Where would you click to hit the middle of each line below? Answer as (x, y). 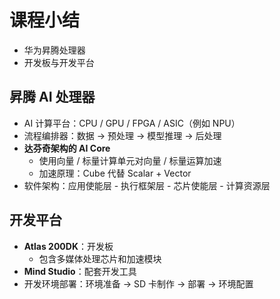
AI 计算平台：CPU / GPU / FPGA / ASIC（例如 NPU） (132, 123)
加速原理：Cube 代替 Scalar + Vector (115, 173)
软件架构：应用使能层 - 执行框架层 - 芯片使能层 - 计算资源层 (147, 185)
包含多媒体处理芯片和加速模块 (100, 258)
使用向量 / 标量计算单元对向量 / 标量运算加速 (130, 160)
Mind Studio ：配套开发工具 (80, 271)
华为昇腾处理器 (54, 50)
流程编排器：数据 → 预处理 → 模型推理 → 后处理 (122, 135)
